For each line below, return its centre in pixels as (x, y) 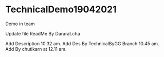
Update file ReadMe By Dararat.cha (43, 33)
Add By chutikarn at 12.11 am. (36, 49)
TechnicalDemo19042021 (61, 9)
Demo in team (20, 24)
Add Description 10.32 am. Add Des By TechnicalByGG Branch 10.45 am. (82, 43)
